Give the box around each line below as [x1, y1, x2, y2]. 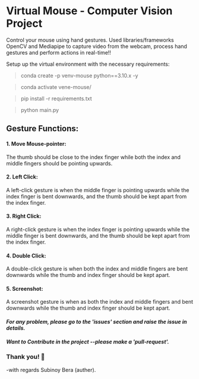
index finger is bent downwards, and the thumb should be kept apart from [6, 193, 187, 200]
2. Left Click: [6, 173, 39, 180]
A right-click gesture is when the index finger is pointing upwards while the [6, 225, 190, 233]
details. [6, 324, 26, 332]
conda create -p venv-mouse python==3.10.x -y [20, 72, 138, 79]
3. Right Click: [6, 212, 42, 220]
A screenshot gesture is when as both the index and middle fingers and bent [6, 298, 194, 305]
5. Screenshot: [6, 285, 43, 292]
